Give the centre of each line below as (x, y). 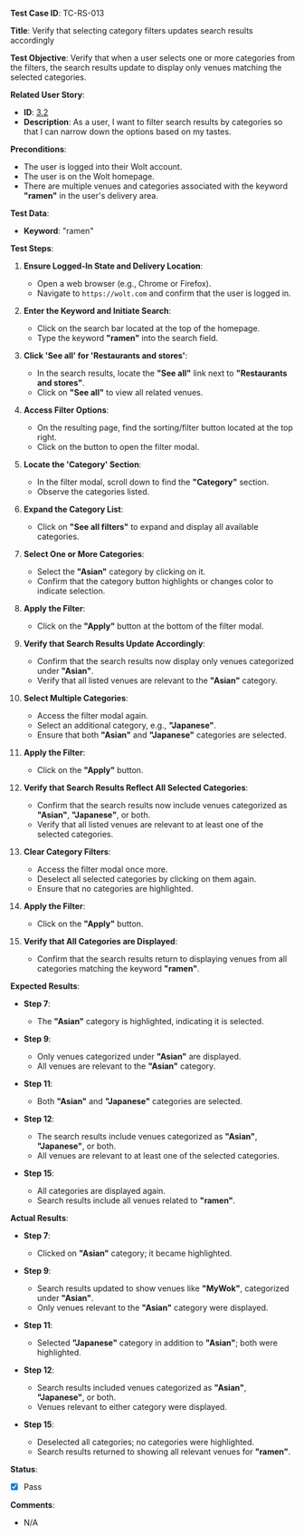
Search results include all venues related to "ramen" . (136, 1200)
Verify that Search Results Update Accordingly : (114, 644)
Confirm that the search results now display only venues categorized (165, 661)
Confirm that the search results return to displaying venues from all (162, 959)
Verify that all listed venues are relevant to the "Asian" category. (157, 680)
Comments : (33, 1505)
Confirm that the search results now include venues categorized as (162, 805)
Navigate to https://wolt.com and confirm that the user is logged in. (164, 293)
